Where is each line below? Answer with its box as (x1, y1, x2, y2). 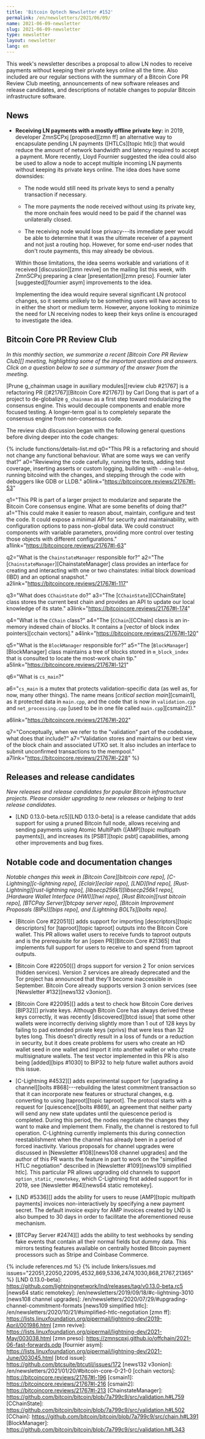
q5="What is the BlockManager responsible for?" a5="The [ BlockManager (6, 641, 187, 649)
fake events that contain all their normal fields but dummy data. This (15, 1238, 187, 1246)
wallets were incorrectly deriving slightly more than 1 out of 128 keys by (15, 1020, 196, 1027)
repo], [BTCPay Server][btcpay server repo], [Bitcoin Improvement (6, 900, 174, 907)
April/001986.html (6, 1322, 51, 1329)
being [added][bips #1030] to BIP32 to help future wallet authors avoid (15, 1059, 194, 1067)
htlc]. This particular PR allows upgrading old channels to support (15, 1168, 181, 1176)
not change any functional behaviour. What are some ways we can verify (6, 452, 190, 459)
